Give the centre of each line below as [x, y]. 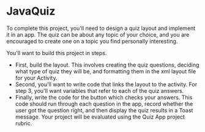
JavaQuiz [31, 11]
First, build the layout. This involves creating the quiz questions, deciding [107, 65]
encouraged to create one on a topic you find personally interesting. [92, 41]
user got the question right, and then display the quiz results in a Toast [104, 110]
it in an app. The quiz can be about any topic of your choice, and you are [98, 34]
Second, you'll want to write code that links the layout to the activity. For [106, 84]
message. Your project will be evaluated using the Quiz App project [100, 117]
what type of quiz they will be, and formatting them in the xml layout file [106, 71]
